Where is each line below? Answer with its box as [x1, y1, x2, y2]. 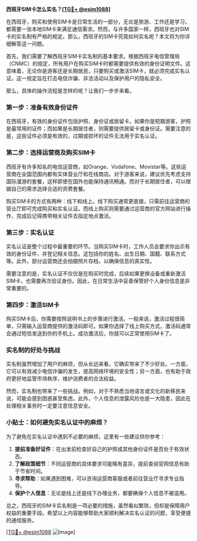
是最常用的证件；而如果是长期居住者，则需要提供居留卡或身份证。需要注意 [6, 125, 186, 132]
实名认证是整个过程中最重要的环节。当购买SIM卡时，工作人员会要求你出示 [6, 243, 185, 250]
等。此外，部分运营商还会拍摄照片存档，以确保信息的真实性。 [6, 257, 155, 264]
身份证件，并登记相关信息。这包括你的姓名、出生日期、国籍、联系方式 [16, 250, 186, 257]
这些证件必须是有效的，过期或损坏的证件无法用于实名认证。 [16, 132, 160, 140]
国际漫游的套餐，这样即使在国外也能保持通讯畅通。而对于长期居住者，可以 [6, 177, 186, 184]
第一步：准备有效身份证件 [6, 103, 79, 111]
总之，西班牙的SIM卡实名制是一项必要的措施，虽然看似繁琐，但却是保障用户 [6, 502, 191, 509]
